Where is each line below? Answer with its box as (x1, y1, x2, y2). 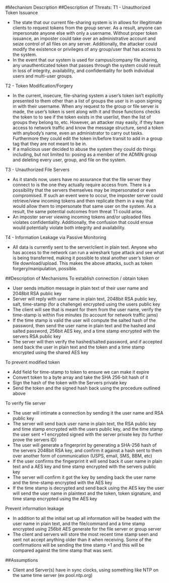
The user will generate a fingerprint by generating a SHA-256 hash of (12, 442, 157, 448)
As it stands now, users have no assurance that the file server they (12, 177, 151, 182)
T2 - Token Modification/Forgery (5, 83, 73, 89)
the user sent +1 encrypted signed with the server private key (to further (12, 431, 163, 437)
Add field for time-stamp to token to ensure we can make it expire (12, 369, 150, 375)
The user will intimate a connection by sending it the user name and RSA (12, 410, 163, 416)
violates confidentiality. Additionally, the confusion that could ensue (12, 219, 153, 225)
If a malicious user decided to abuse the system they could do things (12, 146, 156, 152)
